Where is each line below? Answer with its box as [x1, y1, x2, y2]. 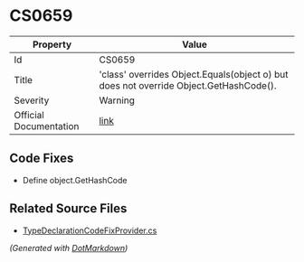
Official [14, 108, 45, 121]
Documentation [14, 119, 80, 132]
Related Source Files [9, 201, 128, 217]
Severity [14, 94, 50, 107]
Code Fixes [9, 151, 74, 166]
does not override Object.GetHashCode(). [99, 79, 277, 91]
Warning [99, 94, 136, 107]
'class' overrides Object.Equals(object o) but [99, 68, 289, 80]
